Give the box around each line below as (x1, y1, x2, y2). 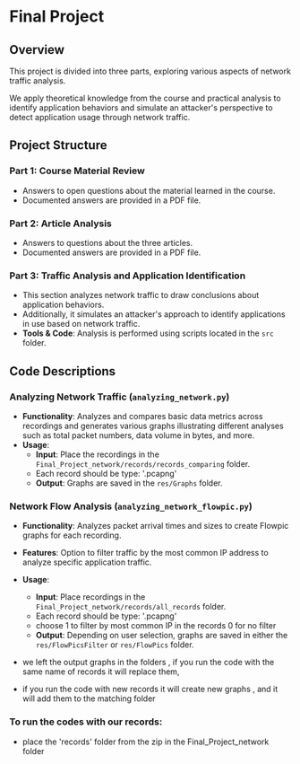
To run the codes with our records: (9, 716, 163, 728)
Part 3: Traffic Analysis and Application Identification (9, 269, 246, 282)
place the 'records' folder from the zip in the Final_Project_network (21, 736, 270, 747)
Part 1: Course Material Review (9, 164, 145, 177)
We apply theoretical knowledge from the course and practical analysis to (9, 92, 281, 103)
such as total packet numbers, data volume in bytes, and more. (21, 429, 255, 441)
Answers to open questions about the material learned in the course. (21, 185, 276, 196)
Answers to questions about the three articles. (21, 237, 193, 248)
